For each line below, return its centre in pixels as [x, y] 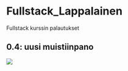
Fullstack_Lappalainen [65, 11]
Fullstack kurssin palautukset [43, 28]
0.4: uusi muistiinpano [50, 47]
